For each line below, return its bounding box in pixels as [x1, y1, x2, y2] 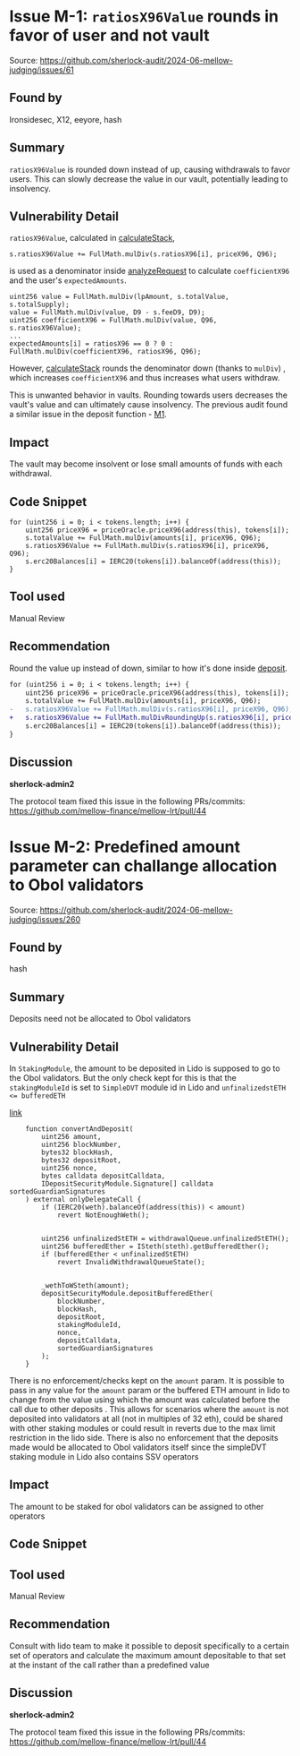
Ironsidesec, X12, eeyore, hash [9, 114, 122, 124]
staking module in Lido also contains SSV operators [9, 1451, 199, 1461]
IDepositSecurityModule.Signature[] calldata [41, 1179, 214, 1188]
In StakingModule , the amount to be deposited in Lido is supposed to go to [9, 1063, 280, 1074]
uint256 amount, [41, 1132, 102, 1141]
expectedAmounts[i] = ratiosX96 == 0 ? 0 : [9, 339, 174, 348]
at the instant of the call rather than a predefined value [9, 1659, 210, 1670]
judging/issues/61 [9, 64, 74, 75]
